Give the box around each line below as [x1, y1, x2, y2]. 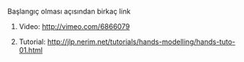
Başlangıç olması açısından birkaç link [7, 7, 131, 16]
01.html [18, 46, 43, 54]
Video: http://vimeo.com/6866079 [18, 22, 130, 31]
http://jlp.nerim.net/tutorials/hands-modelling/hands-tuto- [47, 37, 236, 46]
